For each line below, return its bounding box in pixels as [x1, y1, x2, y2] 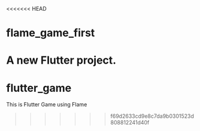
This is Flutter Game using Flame [6, 101, 87, 108]
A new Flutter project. [6, 53, 117, 67]
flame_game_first [6, 26, 95, 40]
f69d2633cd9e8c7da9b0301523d [110, 112, 195, 120]
